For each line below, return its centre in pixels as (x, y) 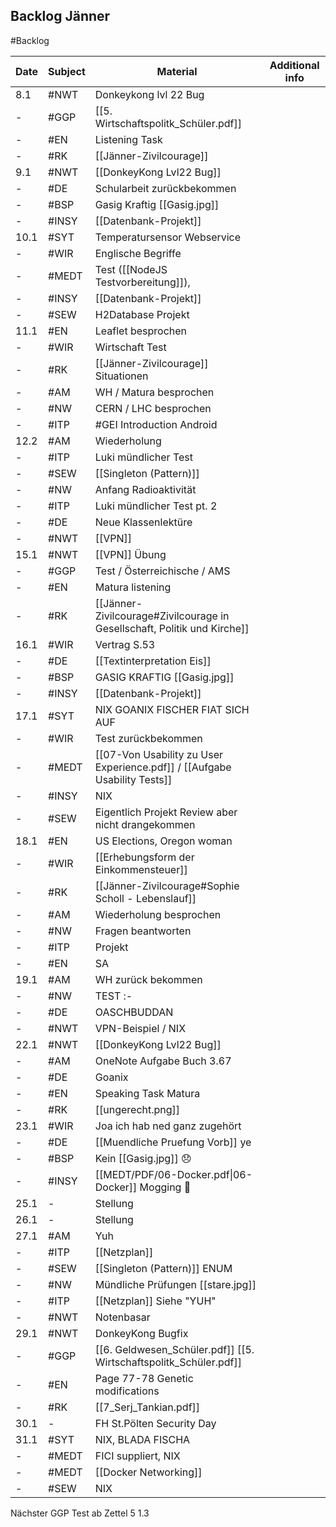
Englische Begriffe (138, 253)
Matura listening (133, 587)
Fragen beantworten (143, 931)
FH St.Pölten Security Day (155, 1423)
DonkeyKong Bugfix (141, 1333)
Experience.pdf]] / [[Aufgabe (163, 767)
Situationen (121, 376)
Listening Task (128, 139)
